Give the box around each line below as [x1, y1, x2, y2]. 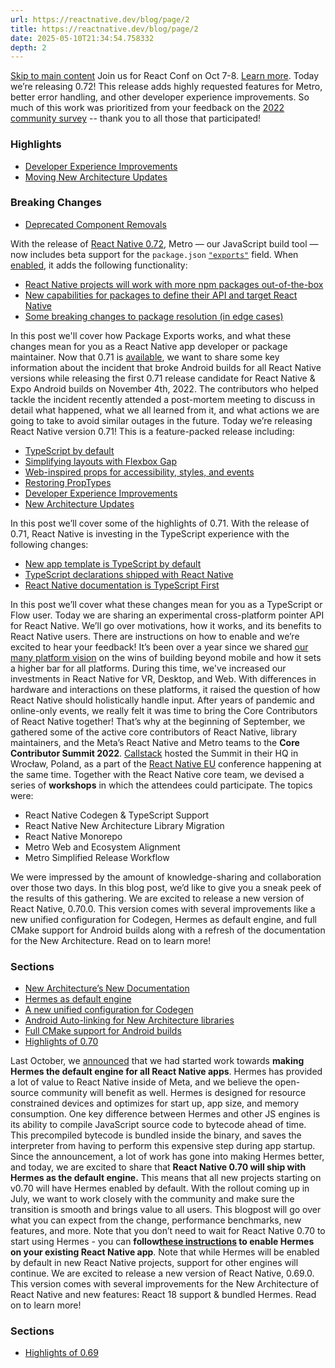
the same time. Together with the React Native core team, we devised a [10, 768, 305, 780]
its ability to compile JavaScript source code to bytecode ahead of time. [10, 1119, 307, 1131]
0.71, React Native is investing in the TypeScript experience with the [10, 527, 290, 540]
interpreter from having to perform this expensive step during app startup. [10, 1140, 316, 1152]
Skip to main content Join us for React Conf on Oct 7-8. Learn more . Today [10, 70, 320, 82]
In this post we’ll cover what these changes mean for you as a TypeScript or [10, 598, 323, 610]
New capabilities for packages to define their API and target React [24, 289, 298, 301]
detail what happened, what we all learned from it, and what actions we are [10, 404, 320, 416]
